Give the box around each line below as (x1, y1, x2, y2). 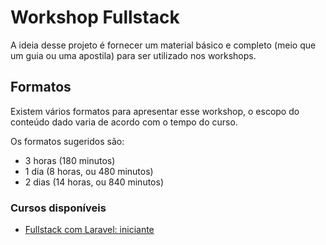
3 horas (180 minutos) (24, 154, 116, 166)
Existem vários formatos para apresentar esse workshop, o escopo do (10, 105, 300, 117)
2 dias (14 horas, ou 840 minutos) (24, 176, 164, 188)
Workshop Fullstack (10, 6, 180, 29)
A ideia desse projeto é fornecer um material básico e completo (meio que (10, 39, 317, 51)
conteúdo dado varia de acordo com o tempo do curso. (10, 116, 238, 128)
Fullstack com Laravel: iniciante (24, 224, 155, 236)
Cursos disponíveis (10, 201, 107, 215)
